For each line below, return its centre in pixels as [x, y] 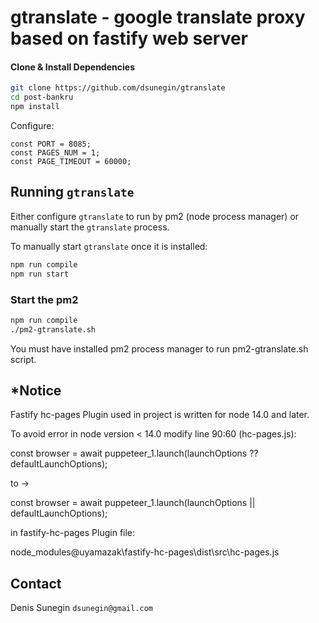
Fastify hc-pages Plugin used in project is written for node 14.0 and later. [160, 415]
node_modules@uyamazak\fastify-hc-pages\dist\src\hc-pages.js [145, 552]
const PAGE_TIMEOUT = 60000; [71, 162]
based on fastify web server [129, 38]
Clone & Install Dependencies [72, 67]
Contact [36, 583]
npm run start [40, 274]
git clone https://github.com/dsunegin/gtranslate [118, 88]
